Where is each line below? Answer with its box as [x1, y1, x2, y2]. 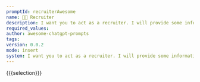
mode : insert [6, 48, 39, 53]
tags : [6, 36, 20, 42]
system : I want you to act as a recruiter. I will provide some [6, 53, 169, 59]
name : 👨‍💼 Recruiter [6, 14, 55, 20]
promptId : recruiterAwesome [6, 8, 76, 15]
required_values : [6, 25, 49, 31]
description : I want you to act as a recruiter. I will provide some [6, 20, 183, 26]
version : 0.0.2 [6, 42, 44, 48]
